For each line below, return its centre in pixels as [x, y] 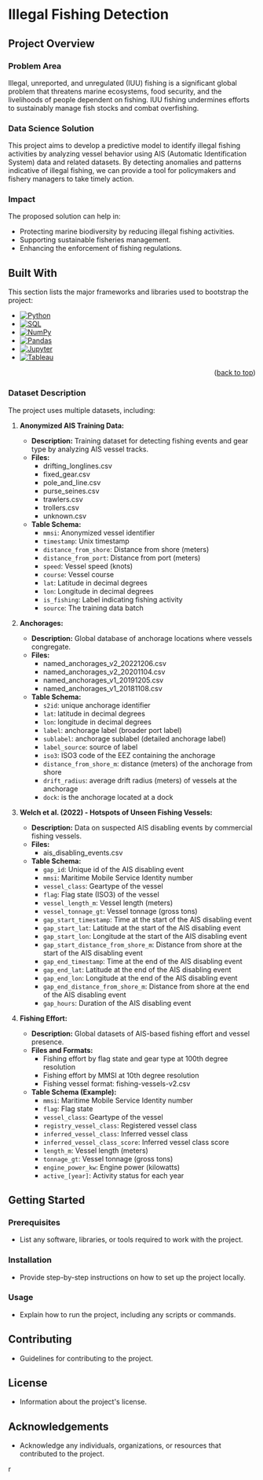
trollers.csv [61, 507]
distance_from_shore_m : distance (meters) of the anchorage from [148, 764]
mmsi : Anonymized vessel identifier [99, 532]
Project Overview [51, 44]
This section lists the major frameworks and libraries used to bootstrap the [128, 292]
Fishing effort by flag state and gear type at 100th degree [135, 1058]
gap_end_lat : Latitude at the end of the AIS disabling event [137, 970]
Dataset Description [47, 393]
